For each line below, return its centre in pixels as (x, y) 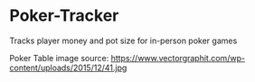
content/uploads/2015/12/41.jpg (68, 68)
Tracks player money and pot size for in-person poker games (123, 41)
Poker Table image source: (59, 58)
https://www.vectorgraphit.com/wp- (178, 58)
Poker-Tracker (64, 16)
